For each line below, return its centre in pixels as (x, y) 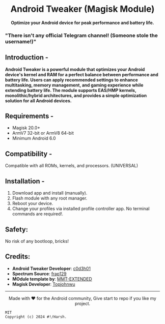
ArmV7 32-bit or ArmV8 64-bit (43, 133)
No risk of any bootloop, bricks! (37, 241)
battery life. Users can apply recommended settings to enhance (72, 80)
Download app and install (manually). (50, 193)
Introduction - (27, 58)
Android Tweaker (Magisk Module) (82, 9)
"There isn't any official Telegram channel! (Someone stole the (82, 35)
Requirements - (29, 116)
